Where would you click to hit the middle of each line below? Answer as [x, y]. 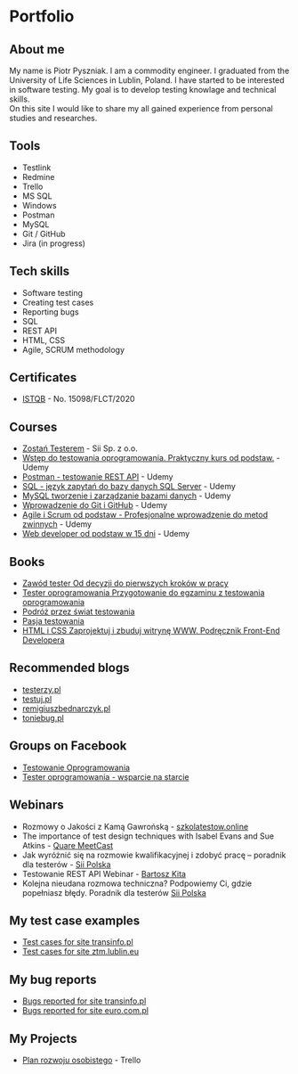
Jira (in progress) [54, 243]
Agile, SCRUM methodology [73, 349]
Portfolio [42, 16]
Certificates [43, 377]
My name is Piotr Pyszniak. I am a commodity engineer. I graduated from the [149, 70]
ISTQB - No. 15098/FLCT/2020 [78, 399]
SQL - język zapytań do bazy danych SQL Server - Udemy [129, 487]
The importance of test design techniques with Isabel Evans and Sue [148, 836]
